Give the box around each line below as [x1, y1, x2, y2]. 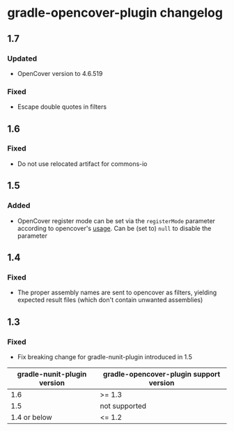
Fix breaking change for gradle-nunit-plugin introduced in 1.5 [17, 352, 193, 361]
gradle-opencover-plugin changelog [7, 5, 223, 21]
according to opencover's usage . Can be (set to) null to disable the [17, 224, 212, 232]
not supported [100, 401, 147, 411]
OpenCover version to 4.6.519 [17, 69, 103, 77]
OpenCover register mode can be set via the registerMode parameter [17, 216, 216, 225]
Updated [7, 54, 37, 63]
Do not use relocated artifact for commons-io [17, 159, 148, 168]
